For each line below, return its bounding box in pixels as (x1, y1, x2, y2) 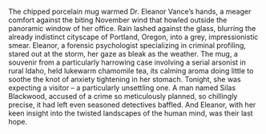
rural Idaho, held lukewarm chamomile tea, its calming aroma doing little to (8, 66, 254, 75)
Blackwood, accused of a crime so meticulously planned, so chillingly (8, 92, 238, 100)
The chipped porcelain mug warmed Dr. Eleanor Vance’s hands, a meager (8, 7, 252, 16)
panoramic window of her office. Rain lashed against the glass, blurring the (8, 24, 256, 33)
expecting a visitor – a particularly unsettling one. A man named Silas (8, 83, 236, 93)
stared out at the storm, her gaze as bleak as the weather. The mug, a (8, 49, 239, 58)
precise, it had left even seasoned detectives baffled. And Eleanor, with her (8, 100, 256, 109)
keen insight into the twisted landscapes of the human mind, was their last (8, 108, 254, 118)
